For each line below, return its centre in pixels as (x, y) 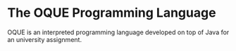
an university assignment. (45, 39)
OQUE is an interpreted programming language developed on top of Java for (118, 32)
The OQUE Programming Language (112, 13)
